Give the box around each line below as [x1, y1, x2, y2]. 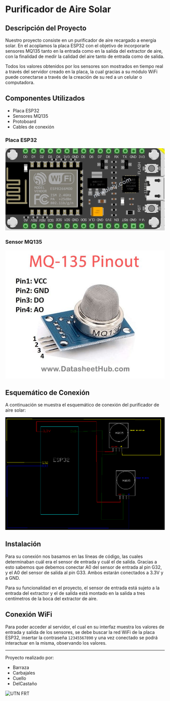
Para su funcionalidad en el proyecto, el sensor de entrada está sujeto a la [5, 585, 160, 591]
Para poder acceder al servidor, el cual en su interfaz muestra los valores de [5, 623, 164, 630]
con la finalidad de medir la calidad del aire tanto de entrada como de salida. [5, 53, 164, 59]
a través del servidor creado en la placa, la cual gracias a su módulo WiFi [5, 69, 158, 75]
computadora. [5, 80, 35, 85]
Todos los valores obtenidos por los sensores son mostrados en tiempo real [5, 63, 163, 69]
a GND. [5, 575, 20, 581]
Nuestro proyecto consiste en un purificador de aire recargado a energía [5, 37, 157, 43]
